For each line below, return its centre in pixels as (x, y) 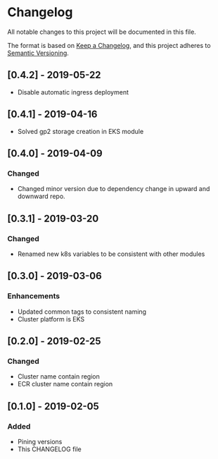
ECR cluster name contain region (65, 384)
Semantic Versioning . (38, 53)
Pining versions (40, 442)
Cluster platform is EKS (51, 319)
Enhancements (34, 296)
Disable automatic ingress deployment (73, 92)
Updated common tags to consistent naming (82, 312)
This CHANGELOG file (50, 449)
